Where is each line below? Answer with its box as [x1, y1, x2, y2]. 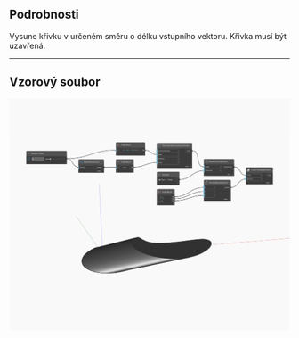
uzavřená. [9, 40, 46, 51]
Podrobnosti [9, 7, 79, 22]
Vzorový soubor [9, 75, 101, 90]
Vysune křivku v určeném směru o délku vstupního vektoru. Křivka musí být [9, 30, 287, 41]
